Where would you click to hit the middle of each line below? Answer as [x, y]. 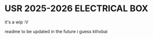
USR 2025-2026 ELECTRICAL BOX [76, 9]
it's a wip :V [17, 22]
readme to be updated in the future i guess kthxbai [56, 31]
